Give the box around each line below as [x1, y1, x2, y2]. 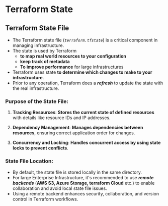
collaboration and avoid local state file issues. [12, 185, 107, 191]
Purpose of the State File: [5, 97, 69, 105]
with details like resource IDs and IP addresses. [12, 115, 111, 121]
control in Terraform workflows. [12, 196, 78, 202]
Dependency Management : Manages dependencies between [12, 125, 143, 131]
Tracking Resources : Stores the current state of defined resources [12, 110, 154, 116]
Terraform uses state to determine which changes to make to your [12, 69, 152, 75]
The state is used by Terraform [12, 48, 77, 54]
